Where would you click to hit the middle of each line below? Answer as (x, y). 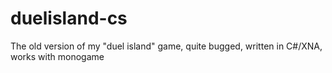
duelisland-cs (69, 18)
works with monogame (57, 56)
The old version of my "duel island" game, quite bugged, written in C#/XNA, (166, 46)
